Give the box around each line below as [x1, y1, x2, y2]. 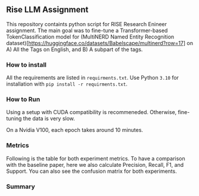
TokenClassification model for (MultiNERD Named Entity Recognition [6, 33, 175, 40]
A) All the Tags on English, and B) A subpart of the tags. [6, 46, 143, 53]
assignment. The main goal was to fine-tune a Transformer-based [6, 27, 168, 34]
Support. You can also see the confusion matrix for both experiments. [6, 167, 177, 175]
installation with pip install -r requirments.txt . [6, 80, 128, 88]
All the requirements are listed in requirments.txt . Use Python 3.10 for [6, 74, 179, 81]
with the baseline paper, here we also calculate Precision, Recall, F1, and [6, 161, 184, 168]
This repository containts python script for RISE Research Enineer [6, 20, 167, 27]
